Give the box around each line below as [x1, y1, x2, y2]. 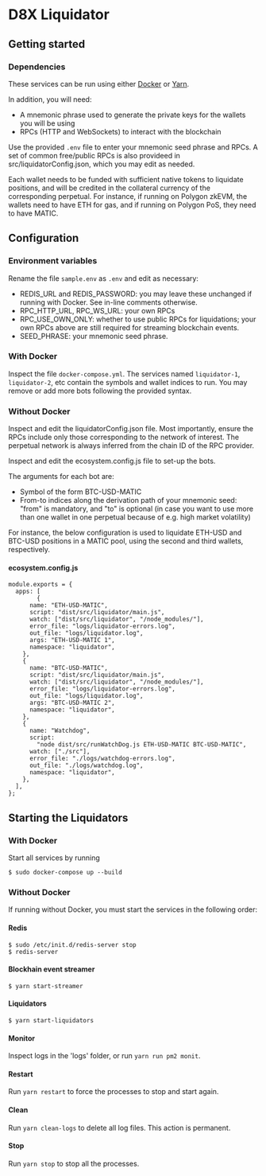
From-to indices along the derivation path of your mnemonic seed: [19, 496, 237, 505]
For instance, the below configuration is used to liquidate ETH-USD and [8, 528, 242, 538]
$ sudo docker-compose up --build [8, 869, 123, 877]
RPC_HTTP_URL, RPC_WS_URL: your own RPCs [19, 306, 175, 315]
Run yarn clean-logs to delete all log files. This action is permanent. [8, 1123, 231, 1132]
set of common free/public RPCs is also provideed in [8, 150, 181, 160]
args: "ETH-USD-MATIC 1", [29, 637, 115, 644]
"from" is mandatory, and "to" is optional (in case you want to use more [19, 504, 254, 514]
